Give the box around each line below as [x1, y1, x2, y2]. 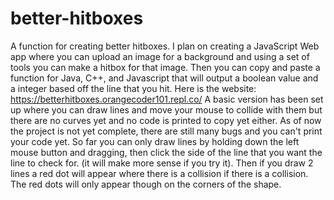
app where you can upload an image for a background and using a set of [10, 50, 310, 62]
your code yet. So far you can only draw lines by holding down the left [10, 135, 300, 147]
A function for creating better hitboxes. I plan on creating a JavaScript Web [10, 40, 320, 52]
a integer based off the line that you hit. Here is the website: [10, 82, 257, 94]
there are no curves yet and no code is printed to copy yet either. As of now [10, 114, 322, 126]
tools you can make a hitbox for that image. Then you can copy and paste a [10, 61, 321, 73]
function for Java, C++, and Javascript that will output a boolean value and [10, 72, 319, 84]
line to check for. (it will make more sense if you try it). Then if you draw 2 [10, 157, 314, 169]
